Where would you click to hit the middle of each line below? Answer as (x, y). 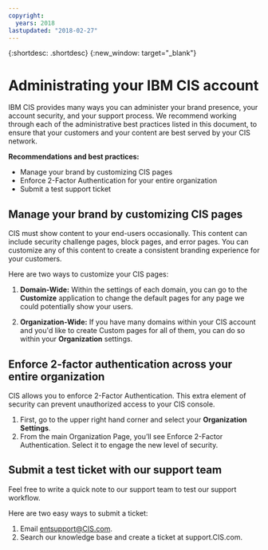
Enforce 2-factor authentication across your (120, 364)
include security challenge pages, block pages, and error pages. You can (128, 242)
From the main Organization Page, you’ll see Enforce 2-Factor (121, 436)
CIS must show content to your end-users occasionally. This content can (128, 234)
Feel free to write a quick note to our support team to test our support (122, 489)
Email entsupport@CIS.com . (66, 528)
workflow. (24, 497)
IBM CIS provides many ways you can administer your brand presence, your (133, 108)
